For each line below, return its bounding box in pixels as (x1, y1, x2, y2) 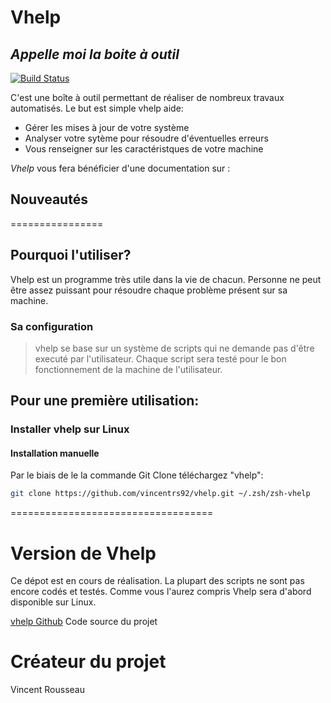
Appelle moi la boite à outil (10, 46, 180, 63)
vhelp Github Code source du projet (10, 616, 158, 628)
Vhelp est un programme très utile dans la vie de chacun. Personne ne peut (10, 273, 322, 285)
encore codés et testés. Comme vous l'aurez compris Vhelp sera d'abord (10, 586, 312, 598)
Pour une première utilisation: (10, 392, 200, 410)
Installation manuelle (10, 447, 100, 459)
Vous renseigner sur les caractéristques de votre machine (24, 143, 264, 155)
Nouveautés (10, 191, 88, 208)
